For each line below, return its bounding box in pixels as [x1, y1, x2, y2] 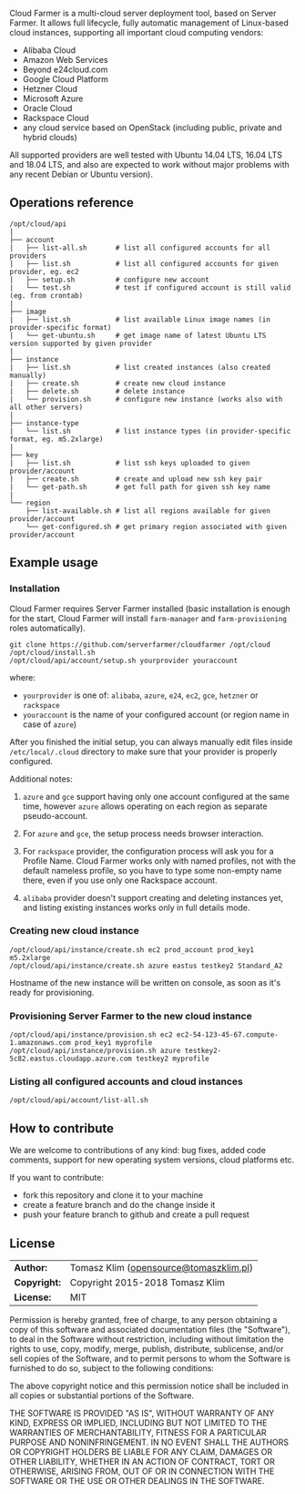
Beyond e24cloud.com [22, 64, 108, 75]
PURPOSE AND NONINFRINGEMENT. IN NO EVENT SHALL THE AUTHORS [9, 1437, 290, 1448]
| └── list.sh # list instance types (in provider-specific [9, 426, 291, 435]
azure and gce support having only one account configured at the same [22, 791, 290, 802]
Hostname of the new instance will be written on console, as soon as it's [9, 977, 281, 987]
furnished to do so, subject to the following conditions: [9, 1363, 214, 1374]
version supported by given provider [9, 339, 153, 348]
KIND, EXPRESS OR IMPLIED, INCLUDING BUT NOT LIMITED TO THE [9, 1417, 268, 1428]
